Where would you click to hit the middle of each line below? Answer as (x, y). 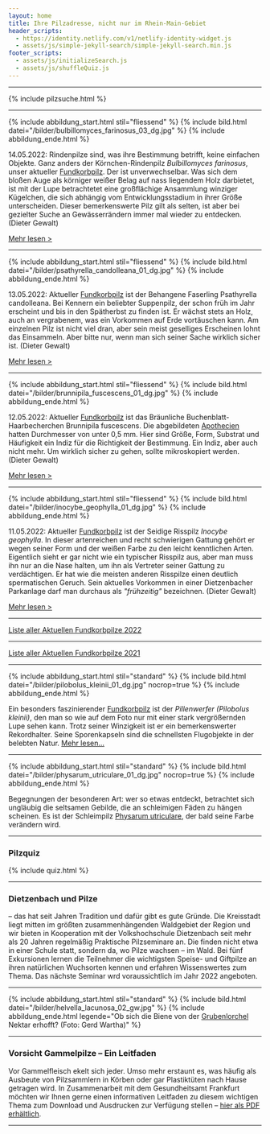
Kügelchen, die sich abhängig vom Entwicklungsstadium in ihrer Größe (125, 197)
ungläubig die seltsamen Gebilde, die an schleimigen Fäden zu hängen (125, 807)
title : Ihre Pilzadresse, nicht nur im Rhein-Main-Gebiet (107, 23)
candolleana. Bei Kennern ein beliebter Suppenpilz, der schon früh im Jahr (132, 303)
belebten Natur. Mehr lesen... (57, 743)
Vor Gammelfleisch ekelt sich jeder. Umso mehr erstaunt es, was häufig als (133, 1070)
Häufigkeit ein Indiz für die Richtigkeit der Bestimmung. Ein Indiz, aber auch (133, 443)
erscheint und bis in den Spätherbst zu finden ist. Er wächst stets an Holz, (131, 311)
